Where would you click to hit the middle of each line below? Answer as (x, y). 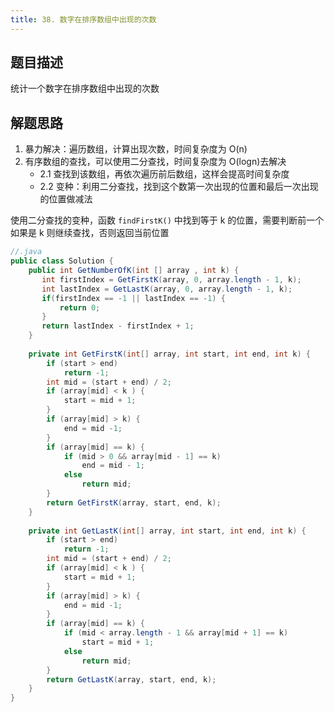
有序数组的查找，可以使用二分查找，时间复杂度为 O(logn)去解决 (155, 162)
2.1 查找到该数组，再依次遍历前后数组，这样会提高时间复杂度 (164, 174)
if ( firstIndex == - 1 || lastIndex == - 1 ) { (133, 298)
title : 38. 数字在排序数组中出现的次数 (83, 19)
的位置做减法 (66, 199)
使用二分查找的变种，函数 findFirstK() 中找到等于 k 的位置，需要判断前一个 (167, 220)
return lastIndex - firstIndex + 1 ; (118, 326)
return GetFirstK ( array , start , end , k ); (134, 502)
